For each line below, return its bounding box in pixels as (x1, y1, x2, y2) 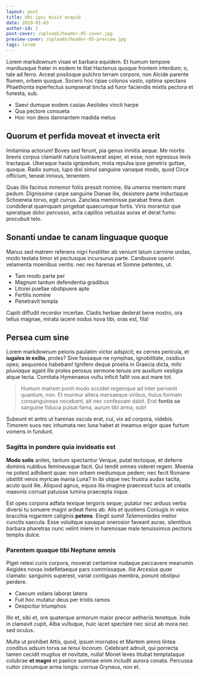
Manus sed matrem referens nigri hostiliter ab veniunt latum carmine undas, (6, 248, 192, 255)
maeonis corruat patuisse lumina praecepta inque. (6, 488, 129, 495)
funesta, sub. (6, 90, 39, 97)
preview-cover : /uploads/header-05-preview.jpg (6, 36, 127, 42)
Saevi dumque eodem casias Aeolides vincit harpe (14, 101, 139, 108)
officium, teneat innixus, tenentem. (6, 172, 91, 179)
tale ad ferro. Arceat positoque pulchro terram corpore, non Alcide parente (6, 71, 189, 78)
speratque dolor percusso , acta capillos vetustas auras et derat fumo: (6, 209, 177, 216)
